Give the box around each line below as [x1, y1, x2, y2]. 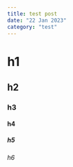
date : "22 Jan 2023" [7, 17, 67, 24]
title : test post [7, 10, 58, 18]
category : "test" [7, 23, 58, 30]
